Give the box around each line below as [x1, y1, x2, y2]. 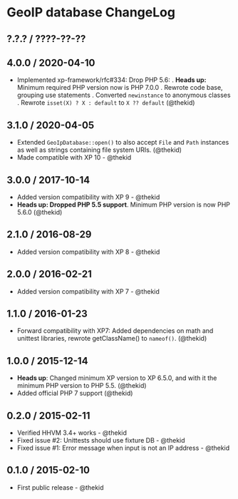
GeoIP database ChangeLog [6, 4, 176, 21]
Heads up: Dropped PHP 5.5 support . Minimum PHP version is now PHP [16, 200, 231, 209]
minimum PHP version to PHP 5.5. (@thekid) [16, 381, 147, 390]
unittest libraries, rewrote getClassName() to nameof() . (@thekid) [16, 334, 207, 343]
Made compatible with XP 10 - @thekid [16, 153, 132, 162]
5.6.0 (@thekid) [16, 208, 63, 217]
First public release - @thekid [16, 483, 104, 492]
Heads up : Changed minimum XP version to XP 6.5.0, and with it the [16, 374, 217, 382]
